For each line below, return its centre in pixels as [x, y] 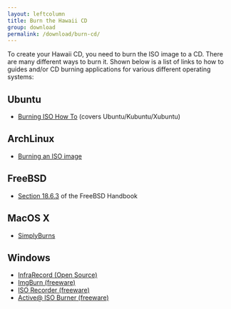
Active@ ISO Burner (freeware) [63, 298]
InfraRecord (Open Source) [57, 275]
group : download [31, 27]
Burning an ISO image [50, 156]
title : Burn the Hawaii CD [47, 21]
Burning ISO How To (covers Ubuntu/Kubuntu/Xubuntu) [99, 117]
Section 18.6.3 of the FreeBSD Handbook [77, 196]
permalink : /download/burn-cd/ [54, 34]
